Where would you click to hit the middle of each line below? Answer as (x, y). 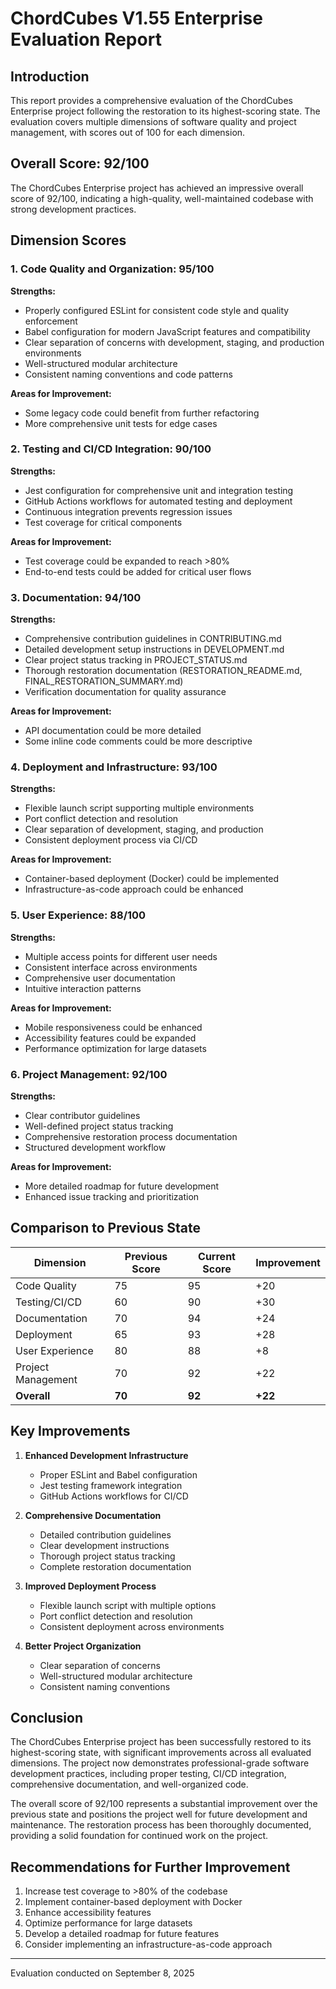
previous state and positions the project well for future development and (159, 1814)
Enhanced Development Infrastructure (106, 1455)
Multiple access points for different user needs (121, 956)
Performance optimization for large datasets (115, 1048)
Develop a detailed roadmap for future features (122, 1934)
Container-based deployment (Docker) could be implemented (152, 879)
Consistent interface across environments (111, 967)
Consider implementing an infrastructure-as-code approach (148, 1944)
